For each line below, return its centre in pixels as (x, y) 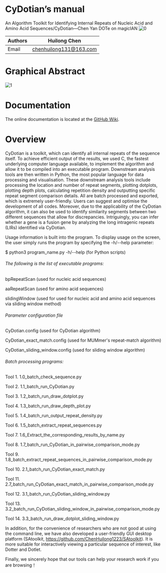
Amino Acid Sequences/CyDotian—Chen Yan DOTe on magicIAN (71, 28)
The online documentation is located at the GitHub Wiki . (62, 119)
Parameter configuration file (34, 315)
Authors (18, 40)
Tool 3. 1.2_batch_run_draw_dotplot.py (44, 396)
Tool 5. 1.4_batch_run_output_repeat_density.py (54, 416)
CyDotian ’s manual (45, 9)
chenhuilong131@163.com (64, 49)
